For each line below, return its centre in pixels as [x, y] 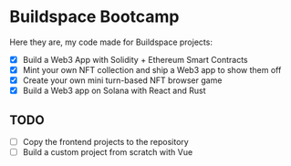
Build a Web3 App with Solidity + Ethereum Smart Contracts [135, 59]
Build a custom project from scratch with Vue [108, 152]
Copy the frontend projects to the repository [105, 142]
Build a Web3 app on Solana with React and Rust [114, 91]
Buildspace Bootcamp [94, 17]
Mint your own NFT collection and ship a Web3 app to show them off [152, 70]
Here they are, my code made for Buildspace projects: [111, 42]
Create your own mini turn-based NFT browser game [122, 80]
